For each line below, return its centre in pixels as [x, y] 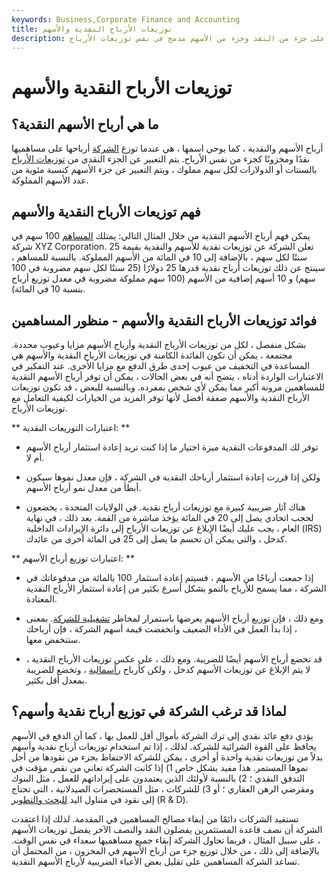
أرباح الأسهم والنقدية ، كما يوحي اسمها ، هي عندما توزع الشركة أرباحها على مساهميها [167, 148]
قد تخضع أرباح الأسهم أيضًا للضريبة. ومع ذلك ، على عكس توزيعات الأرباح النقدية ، [174, 659]
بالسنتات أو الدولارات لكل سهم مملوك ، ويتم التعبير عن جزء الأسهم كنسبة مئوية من [164, 170]
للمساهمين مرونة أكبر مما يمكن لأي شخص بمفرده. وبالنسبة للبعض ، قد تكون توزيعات [168, 387]
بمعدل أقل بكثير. [56, 680]
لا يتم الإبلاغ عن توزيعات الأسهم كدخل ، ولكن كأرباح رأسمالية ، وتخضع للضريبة [168, 669]
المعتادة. [41, 599]
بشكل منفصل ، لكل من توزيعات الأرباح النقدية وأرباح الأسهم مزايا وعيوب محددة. [159, 344]
